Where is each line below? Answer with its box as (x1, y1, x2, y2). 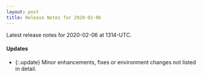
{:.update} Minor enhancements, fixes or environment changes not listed (15, 58, 197, 65)
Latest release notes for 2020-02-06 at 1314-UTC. (6, 31, 132, 38)
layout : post (6, 8, 39, 15)
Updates (6, 45, 28, 52)
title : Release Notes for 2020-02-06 (6, 15, 102, 21)
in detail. (15, 65, 37, 72)
